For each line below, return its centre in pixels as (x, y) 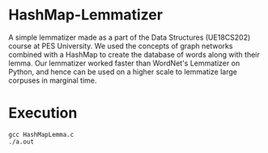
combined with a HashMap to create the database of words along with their (134, 54)
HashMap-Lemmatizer (86, 15)
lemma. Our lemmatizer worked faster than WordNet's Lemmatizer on (124, 63)
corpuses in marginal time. (53, 80)
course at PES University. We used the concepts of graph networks (121, 45)
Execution (43, 113)
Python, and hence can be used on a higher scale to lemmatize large (123, 71)
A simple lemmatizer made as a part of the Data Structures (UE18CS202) (130, 37)
